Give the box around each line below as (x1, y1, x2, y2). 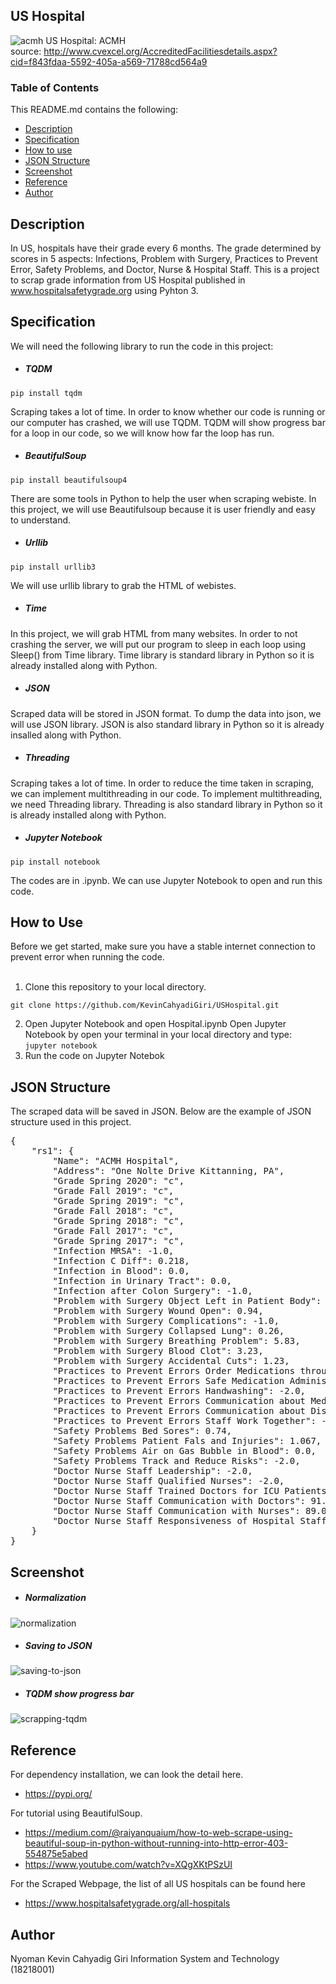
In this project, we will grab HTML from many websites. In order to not (10, 627, 298, 639)
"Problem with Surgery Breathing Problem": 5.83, (52, 1335, 301, 1347)
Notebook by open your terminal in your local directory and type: (24, 1029, 293, 1041)
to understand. (10, 514, 72, 526)
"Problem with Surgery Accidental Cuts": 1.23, (52, 1355, 290, 1367)
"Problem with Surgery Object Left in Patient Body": (52, 1295, 322, 1307)
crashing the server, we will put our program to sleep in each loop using (10, 638, 307, 650)
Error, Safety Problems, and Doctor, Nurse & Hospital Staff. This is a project (10, 263, 320, 275)
